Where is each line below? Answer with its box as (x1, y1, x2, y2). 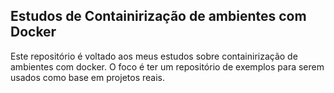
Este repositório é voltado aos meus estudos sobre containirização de (10, 50, 298, 62)
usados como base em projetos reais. (10, 71, 165, 83)
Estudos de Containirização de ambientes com (10, 8, 307, 25)
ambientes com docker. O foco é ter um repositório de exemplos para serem (10, 60, 325, 73)
